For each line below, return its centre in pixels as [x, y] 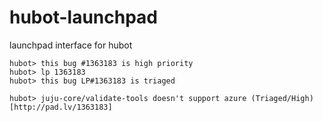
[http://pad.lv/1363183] [61, 107]
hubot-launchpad [84, 17]
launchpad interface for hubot [71, 45]
